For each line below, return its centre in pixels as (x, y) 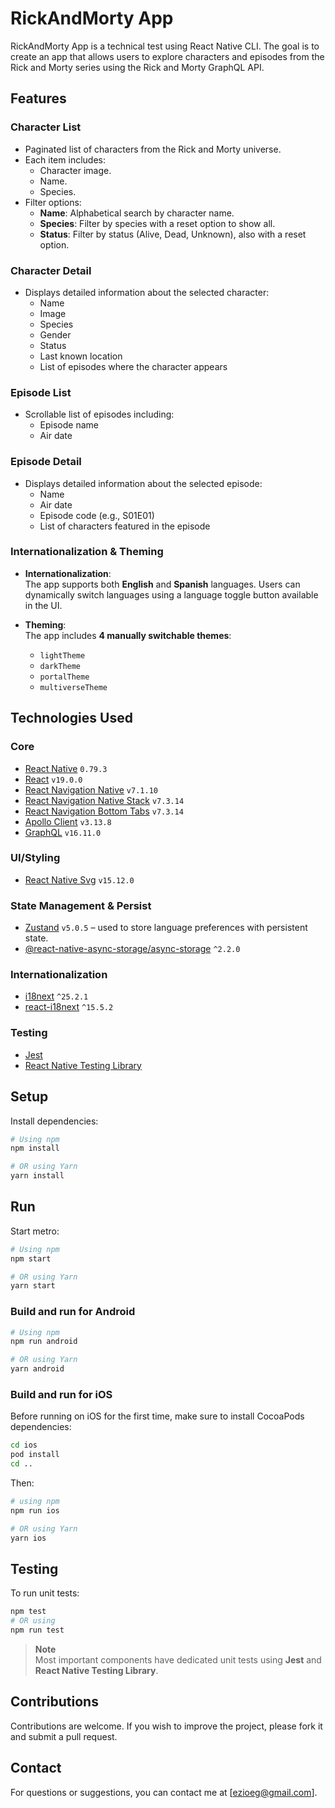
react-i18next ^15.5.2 (69, 1007)
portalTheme (64, 677)
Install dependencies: (54, 1121)
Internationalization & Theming (87, 552)
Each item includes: (65, 159)
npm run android (44, 1342)
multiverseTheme (73, 687)
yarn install (37, 1176)
